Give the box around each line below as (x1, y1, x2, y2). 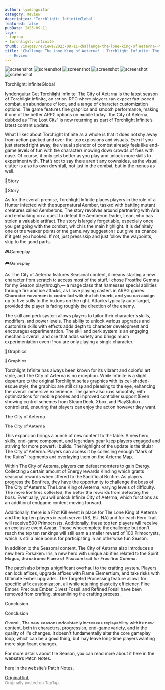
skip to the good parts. (5, 239, 51, 245)
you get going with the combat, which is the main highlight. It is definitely (5, 223, 153, 229)
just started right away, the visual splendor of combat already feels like (5, 142, 148, 148)
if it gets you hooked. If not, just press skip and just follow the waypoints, (5, 233, 153, 239)
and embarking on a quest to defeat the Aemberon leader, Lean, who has (5, 213, 153, 219)
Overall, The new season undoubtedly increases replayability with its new (5, 620, 154, 626)
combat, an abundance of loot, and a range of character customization (5, 101, 148, 107)
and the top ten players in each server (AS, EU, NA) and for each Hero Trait (5, 515, 157, 521)
